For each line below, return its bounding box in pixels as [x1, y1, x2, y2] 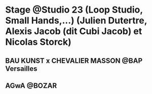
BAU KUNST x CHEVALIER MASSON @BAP [5, 56, 143, 65]
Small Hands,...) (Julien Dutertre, [5, 15, 147, 26]
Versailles [5, 64, 37, 73]
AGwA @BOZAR [5, 81, 57, 90]
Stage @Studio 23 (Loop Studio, [5, 4, 143, 16]
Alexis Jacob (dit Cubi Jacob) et [5, 26, 142, 37]
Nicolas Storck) [5, 36, 72, 48]
